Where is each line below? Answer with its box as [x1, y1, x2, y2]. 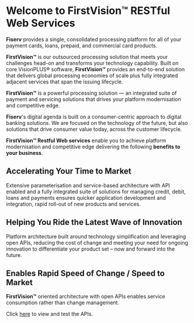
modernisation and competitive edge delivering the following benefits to [6, 143, 181, 150]
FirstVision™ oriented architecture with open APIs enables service [6, 293, 165, 300]
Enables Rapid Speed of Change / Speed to [6, 268, 165, 278]
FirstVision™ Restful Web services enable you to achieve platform [6, 137, 167, 144]
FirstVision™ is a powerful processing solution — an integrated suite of [6, 89, 177, 96]
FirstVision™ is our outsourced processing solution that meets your [6, 53, 168, 60]
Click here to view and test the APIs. [6, 311, 93, 318]
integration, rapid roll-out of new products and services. [6, 200, 141, 207]
